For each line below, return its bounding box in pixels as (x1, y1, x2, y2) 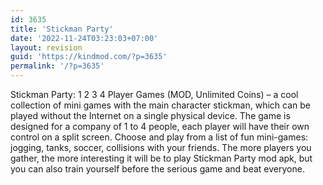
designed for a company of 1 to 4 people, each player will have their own (10, 121, 310, 132)
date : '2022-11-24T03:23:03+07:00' (10, 33, 159, 43)
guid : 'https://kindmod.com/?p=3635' (10, 52, 168, 62)
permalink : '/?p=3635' (10, 61, 105, 71)
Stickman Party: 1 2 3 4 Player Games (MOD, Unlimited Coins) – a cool (10, 89, 299, 100)
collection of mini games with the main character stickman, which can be (10, 99, 311, 111)
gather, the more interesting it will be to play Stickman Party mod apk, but (10, 152, 313, 164)
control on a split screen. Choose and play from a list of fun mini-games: (10, 131, 309, 143)
